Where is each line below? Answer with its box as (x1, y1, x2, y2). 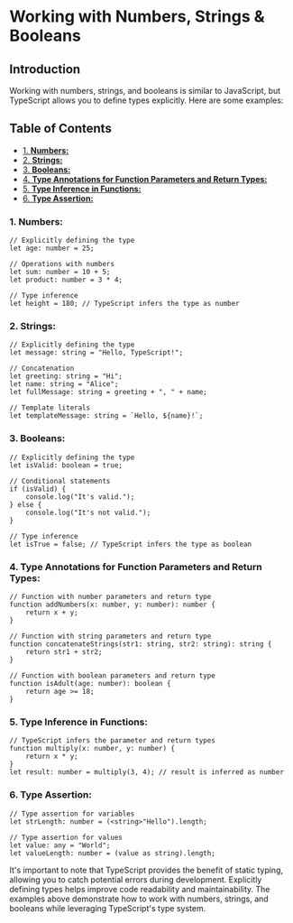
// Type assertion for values (9, 833, 124, 842)
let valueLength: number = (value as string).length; (9, 848, 216, 858)
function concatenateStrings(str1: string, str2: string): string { (9, 640, 272, 649)
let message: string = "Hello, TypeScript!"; (9, 348, 183, 357)
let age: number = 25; (9, 244, 95, 254)
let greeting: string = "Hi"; (9, 372, 124, 381)
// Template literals (9, 403, 91, 412)
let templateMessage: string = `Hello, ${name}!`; (9, 411, 204, 420)
